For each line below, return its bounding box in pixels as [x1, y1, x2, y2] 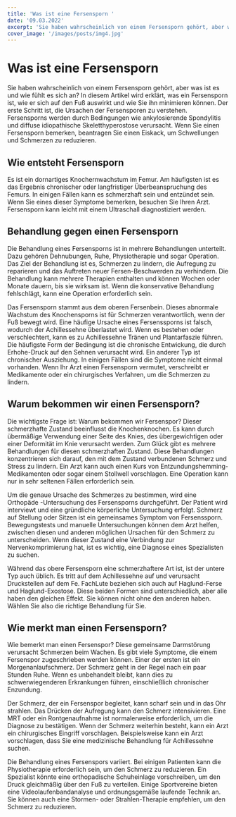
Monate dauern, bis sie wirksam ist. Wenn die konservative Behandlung [7, 281, 214, 290]
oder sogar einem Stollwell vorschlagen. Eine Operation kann [51, 469, 229, 478]
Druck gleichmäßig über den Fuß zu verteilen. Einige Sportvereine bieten [7, 780, 218, 789]
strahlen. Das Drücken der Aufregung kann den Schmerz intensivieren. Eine [7, 706, 226, 715]
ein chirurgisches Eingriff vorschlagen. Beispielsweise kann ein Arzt [7, 729, 204, 737]
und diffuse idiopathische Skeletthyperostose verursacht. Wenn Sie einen [7, 121, 220, 130]
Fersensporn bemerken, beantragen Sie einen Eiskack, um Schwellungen [7, 128, 219, 137]
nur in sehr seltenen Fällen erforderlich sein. [7, 477, 136, 485]
